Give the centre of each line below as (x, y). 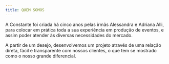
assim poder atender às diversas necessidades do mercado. (69, 35)
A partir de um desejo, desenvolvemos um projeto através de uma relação (83, 45)
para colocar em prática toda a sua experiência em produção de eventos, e (84, 30)
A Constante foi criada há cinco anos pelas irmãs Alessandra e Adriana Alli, (84, 24)
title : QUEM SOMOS (25, 10)
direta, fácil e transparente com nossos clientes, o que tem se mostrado (81, 50)
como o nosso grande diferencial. (41, 56)
